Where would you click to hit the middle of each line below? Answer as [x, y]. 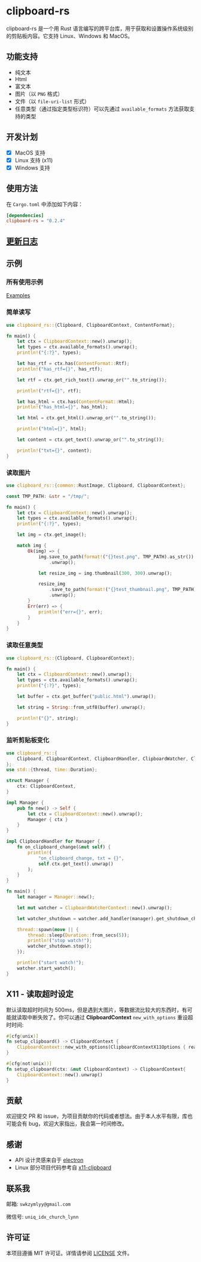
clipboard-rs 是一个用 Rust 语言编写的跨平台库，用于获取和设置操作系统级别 [100, 28]
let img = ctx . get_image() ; [52, 535]
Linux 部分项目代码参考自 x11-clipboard [63, 1168]
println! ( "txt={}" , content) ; [55, 450]
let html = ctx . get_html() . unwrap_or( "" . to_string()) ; [87, 418]
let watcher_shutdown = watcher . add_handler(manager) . [87, 918]
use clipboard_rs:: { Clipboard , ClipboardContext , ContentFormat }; [91, 325]
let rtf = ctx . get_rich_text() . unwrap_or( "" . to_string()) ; [92, 380]
